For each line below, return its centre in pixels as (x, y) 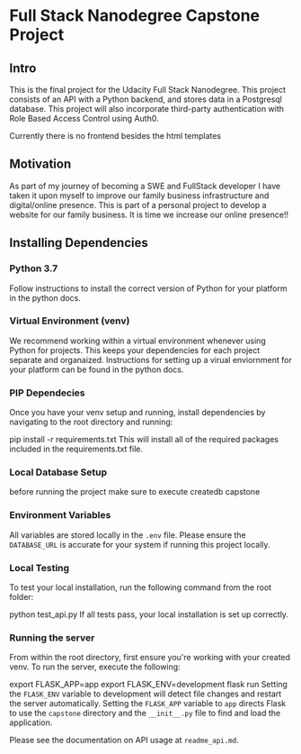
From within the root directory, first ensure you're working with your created (150, 658)
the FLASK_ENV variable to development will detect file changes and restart (146, 694)
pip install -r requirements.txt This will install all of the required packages (144, 440)
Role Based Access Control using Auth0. (84, 118)
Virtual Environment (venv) (70, 321)
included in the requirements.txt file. (76, 449)
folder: (22, 596)
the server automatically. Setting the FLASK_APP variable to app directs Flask (148, 704)
